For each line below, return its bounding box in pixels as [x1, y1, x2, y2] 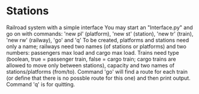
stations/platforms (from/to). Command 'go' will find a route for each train [6, 68, 188, 75]
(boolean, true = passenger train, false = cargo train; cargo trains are [6, 55, 176, 62]
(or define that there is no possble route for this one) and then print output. [6, 74, 191, 82]
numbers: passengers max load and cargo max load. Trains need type [6, 49, 179, 56]
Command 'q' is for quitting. [6, 80, 76, 87]
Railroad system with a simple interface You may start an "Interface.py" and [6, 24, 193, 31]
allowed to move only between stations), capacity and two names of [6, 61, 175, 69]
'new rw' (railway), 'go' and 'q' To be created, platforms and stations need [6, 36, 189, 43]
